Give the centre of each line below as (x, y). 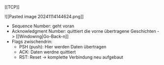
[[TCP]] (12, 7)
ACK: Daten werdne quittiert (47, 52)
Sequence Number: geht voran (43, 26)
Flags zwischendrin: (32, 42)
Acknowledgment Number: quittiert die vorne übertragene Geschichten (84, 31)
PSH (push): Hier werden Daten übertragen (63, 47)
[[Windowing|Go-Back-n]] (42, 36)
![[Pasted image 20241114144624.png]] (44, 16)
